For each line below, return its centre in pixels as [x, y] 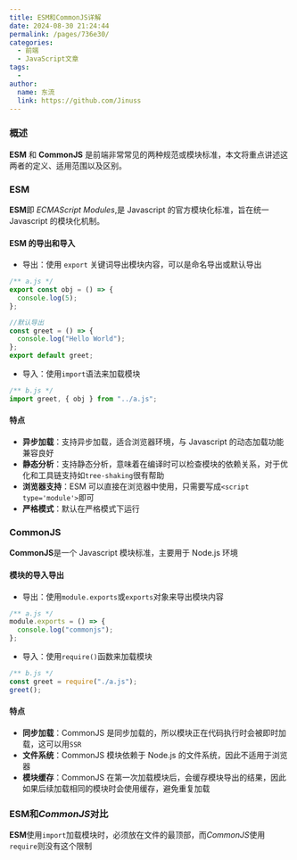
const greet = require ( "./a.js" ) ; [74, 682]
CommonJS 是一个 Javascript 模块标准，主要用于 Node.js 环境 [124, 553]
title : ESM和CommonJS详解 [55, 17]
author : [24, 84]
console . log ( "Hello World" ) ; [71, 339]
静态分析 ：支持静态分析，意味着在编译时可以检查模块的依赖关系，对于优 [155, 464]
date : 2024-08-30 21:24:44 [59, 26]
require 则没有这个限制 [51, 846]
